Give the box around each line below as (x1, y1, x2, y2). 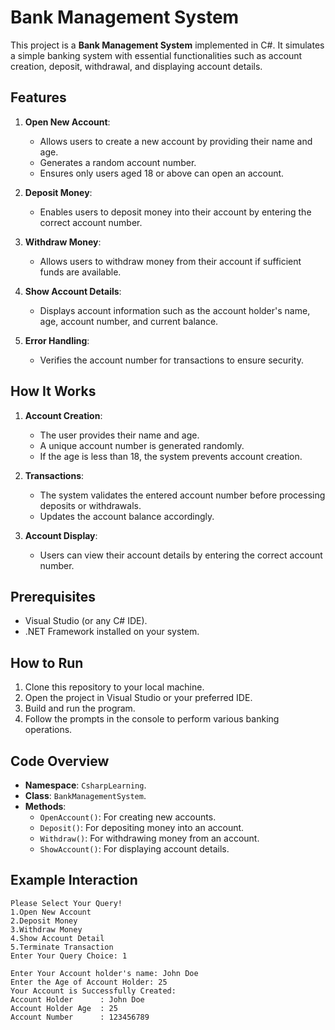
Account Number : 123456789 (10, 1012, 150, 1022)
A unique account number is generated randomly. (39, 439, 245, 451)
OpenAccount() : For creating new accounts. (39, 811, 217, 823)
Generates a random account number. (39, 156, 197, 168)
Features (10, 89, 67, 106)
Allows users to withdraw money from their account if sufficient (39, 255, 302, 267)
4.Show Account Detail (10, 933, 105, 943)
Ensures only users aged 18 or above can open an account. (39, 167, 285, 179)
